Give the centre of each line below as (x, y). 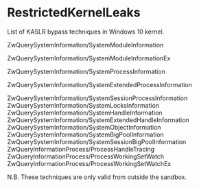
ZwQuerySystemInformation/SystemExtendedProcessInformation (99, 84)
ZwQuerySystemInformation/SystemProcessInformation (86, 71)
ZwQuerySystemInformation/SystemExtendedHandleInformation (98, 120)
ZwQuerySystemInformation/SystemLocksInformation (83, 105)
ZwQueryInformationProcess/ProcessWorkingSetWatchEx (89, 163)
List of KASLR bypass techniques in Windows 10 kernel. (86, 32)
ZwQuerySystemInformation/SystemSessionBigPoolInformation (97, 141)
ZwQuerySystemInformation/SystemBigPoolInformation (86, 134)
